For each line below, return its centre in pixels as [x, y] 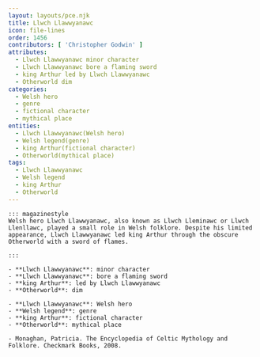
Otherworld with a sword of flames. [68, 241]
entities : [24, 126]
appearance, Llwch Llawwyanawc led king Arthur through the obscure [123, 234]
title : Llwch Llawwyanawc [51, 23]
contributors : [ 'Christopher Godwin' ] [76, 45]
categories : [28, 89]
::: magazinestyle [38, 214]
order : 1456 [28, 38]
